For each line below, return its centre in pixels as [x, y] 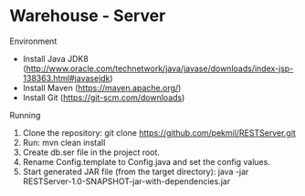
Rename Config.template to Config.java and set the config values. [147, 161]
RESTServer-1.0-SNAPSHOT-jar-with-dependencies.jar [126, 181]
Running [25, 115]
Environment [33, 41]
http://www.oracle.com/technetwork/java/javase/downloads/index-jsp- [160, 68]
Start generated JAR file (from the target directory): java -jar [136, 171]
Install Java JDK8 [55, 58]
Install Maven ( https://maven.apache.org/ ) [102, 88]
